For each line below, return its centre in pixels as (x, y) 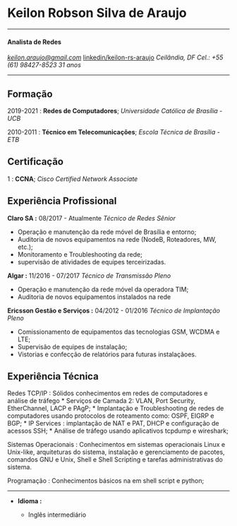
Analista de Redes (35, 42)
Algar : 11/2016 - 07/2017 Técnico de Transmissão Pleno (89, 275)
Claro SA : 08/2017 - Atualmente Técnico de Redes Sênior (92, 218)
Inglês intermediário (57, 515)
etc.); (25, 247)
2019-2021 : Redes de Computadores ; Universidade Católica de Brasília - (115, 110)
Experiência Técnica (53, 376)
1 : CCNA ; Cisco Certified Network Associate (73, 179)
